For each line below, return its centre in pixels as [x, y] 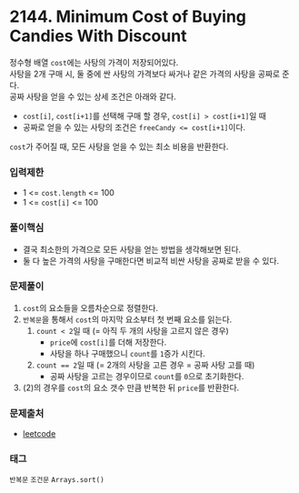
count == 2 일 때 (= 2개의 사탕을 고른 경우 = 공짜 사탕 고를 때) [145, 365]
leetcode [39, 434]
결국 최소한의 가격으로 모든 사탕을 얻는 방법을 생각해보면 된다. [132, 249]
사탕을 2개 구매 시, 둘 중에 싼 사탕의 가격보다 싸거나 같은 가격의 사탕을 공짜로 [145, 74]
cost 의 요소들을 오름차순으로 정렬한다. [90, 307]
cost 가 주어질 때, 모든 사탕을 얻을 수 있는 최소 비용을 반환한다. [119, 146]
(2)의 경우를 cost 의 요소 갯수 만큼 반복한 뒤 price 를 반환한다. [131, 387]
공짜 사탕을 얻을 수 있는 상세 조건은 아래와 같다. [93, 96]
